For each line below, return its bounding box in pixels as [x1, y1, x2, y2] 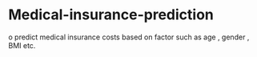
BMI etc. [8, 40, 36, 50]
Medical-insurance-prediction [8, 6, 214, 24]
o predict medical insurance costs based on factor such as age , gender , [8, 32, 250, 42]
